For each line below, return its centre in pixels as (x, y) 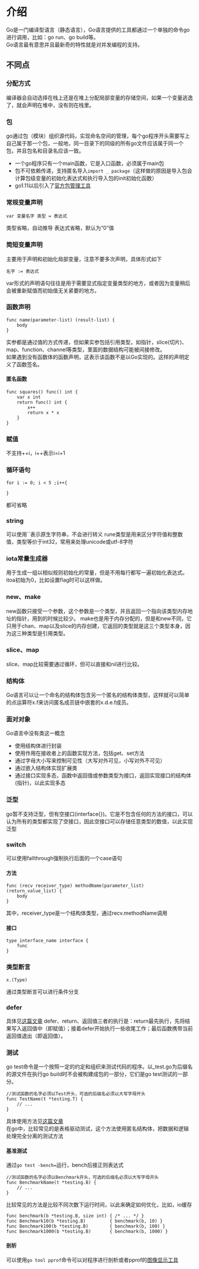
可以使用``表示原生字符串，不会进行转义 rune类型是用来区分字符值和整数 (94, 534)
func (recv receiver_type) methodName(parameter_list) (75, 886)
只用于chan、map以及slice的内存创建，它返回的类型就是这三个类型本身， (96, 626)
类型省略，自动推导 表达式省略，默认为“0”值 (60, 228)
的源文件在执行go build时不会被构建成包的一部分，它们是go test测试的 (92, 1074)
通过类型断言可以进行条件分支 (42, 991)
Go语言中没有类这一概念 (36, 733)
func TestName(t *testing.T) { (45, 1099)
